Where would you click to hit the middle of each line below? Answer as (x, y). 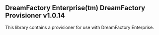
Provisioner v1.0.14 (35, 16)
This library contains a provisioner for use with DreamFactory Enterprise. (79, 27)
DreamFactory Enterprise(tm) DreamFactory (75, 8)
